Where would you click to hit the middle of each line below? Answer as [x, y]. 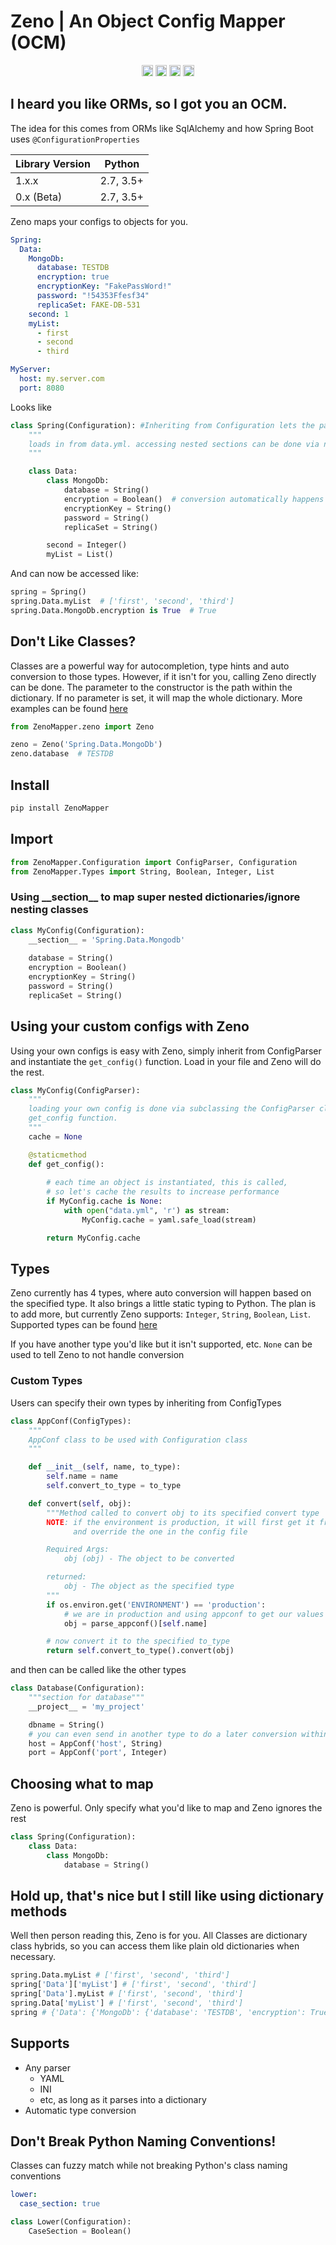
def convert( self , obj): [80, 1503]
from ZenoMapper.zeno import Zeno [82, 726]
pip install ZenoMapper [60, 808]
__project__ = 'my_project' [86, 1706]
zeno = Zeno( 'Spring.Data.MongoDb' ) [86, 745]
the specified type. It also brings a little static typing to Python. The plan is [163, 1304]
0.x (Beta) [39, 197]
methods [39, 1911]
